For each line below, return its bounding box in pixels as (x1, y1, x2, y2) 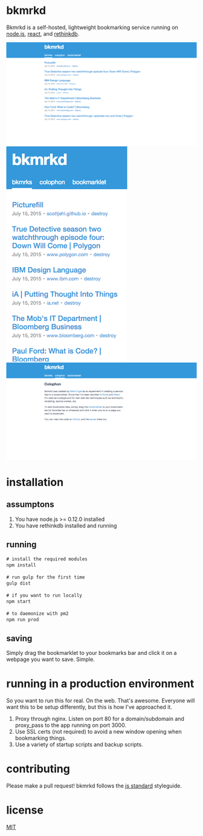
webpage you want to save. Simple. (6, 655, 95, 663)
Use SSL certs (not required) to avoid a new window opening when (14, 728, 182, 735)
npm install (6, 562, 36, 568)
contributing (6, 762, 71, 776)
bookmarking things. (14, 734, 66, 742)
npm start (6, 599, 31, 605)
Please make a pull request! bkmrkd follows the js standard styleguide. (6, 782, 182, 789)
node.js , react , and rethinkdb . (6, 30, 80, 37)
